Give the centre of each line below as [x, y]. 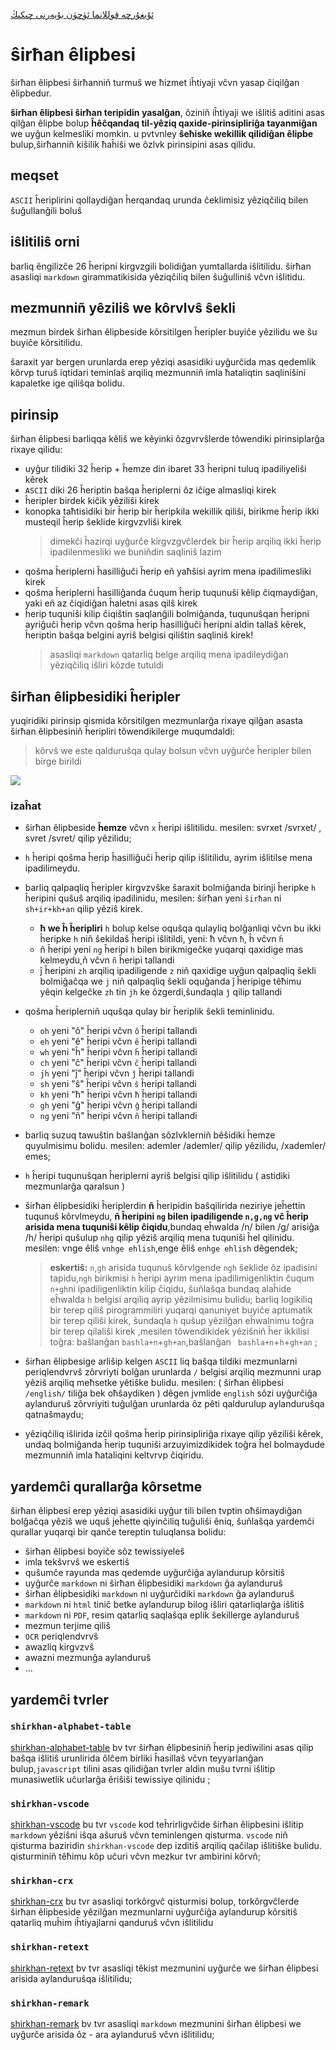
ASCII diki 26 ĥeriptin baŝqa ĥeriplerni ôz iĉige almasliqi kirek [150, 490]
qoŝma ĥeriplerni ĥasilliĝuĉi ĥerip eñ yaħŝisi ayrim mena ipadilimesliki [168, 571]
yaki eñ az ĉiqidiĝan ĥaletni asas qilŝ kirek [111, 603]
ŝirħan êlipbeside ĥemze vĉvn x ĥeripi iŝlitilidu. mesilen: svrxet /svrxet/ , [173, 828]
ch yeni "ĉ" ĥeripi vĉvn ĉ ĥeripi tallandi [118, 1063]
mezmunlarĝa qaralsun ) [75, 1186]
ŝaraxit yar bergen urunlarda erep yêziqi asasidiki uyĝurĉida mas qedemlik [163, 362]
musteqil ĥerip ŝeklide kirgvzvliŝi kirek [103, 522]
